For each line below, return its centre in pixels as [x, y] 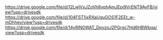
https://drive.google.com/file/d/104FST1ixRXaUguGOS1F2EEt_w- [70, 17]
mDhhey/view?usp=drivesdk [34, 22]
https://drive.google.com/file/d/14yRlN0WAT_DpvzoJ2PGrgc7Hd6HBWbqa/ [81, 27]
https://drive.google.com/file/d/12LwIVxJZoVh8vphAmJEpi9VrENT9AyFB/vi [81, 7]
